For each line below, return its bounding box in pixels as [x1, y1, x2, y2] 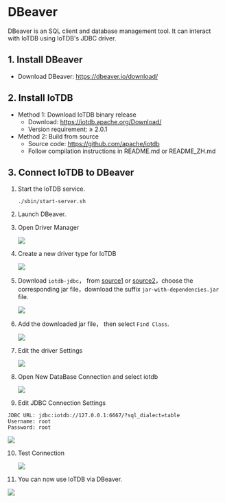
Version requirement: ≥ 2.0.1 [27, 125, 108, 133]
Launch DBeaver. [17, 210, 67, 218]
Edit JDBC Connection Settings [17, 399, 106, 407]
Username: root [8, 418, 51, 425]
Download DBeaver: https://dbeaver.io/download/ [17, 72, 158, 80]
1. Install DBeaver [8, 54, 83, 66]
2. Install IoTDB [8, 92, 73, 104]
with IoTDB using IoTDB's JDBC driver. [8, 34, 117, 42]
